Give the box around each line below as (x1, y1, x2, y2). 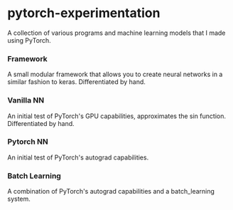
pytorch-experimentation (7, 5, 161, 21)
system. (7, 194, 31, 204)
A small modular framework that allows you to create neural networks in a (7, 70, 223, 79)
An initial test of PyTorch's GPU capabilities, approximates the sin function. (7, 112, 226, 120)
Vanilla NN (7, 95, 45, 105)
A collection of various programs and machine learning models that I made (7, 28, 226, 37)
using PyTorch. (7, 36, 51, 44)
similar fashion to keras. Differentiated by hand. (7, 78, 146, 86)
